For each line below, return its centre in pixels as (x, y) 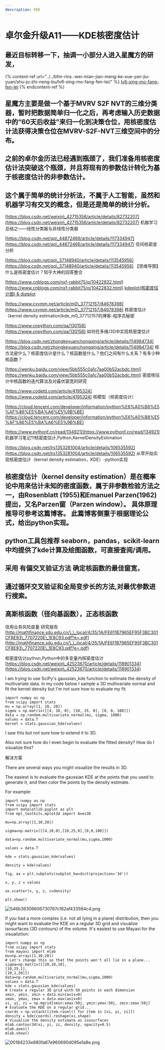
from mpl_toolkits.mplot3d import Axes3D (48, 814)
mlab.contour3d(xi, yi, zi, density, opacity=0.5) (58, 1024)
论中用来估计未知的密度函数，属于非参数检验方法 (79, 486)
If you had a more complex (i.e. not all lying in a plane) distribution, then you (82, 918)
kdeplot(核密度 (139, 288)
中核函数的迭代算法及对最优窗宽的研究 (48, 381)
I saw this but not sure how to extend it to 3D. (51, 733)
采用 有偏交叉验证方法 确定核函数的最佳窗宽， (74, 568)
